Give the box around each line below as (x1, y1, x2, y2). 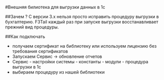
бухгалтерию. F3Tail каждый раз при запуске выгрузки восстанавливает (5, 19, 159, 25)
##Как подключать (5, 34, 45, 39)
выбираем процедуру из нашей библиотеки (12, 69, 105, 75)
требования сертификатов (12, 49, 68, 54)
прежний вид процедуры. (5, 24, 59, 30)
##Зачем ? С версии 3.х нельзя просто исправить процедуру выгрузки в (5, 14, 159, 19)
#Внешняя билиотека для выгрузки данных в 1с (5, 4, 105, 10)
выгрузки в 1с (12, 64, 41, 70)
